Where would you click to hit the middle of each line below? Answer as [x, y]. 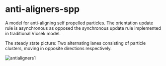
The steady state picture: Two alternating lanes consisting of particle [76, 43]
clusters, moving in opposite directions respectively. [58, 48]
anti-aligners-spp [42, 9]
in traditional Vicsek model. [33, 33]
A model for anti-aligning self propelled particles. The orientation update [79, 23]
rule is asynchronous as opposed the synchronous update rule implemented [83, 28]
